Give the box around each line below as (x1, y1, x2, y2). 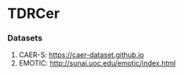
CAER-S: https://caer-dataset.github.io (18, 50, 145, 59)
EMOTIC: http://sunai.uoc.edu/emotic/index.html (18, 59, 176, 68)
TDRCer (7, 5, 61, 23)
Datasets (7, 33, 42, 44)
